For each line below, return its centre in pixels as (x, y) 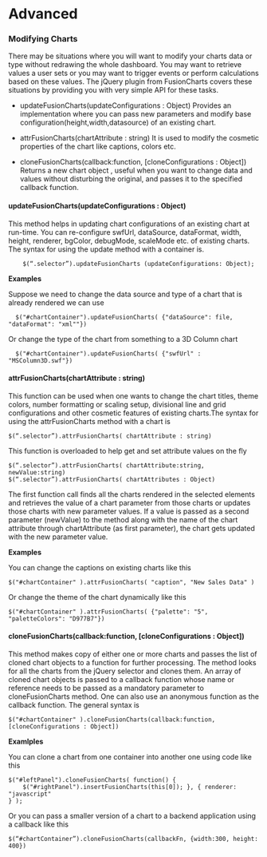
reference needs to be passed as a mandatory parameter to (106, 688)
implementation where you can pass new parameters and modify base (135, 114)
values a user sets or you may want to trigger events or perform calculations (133, 73)
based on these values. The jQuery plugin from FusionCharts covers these (130, 81)
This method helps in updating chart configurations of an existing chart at (129, 224)
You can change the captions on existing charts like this (100, 567)
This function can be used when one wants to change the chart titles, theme (133, 395)
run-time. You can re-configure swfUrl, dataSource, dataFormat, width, (125, 232)
